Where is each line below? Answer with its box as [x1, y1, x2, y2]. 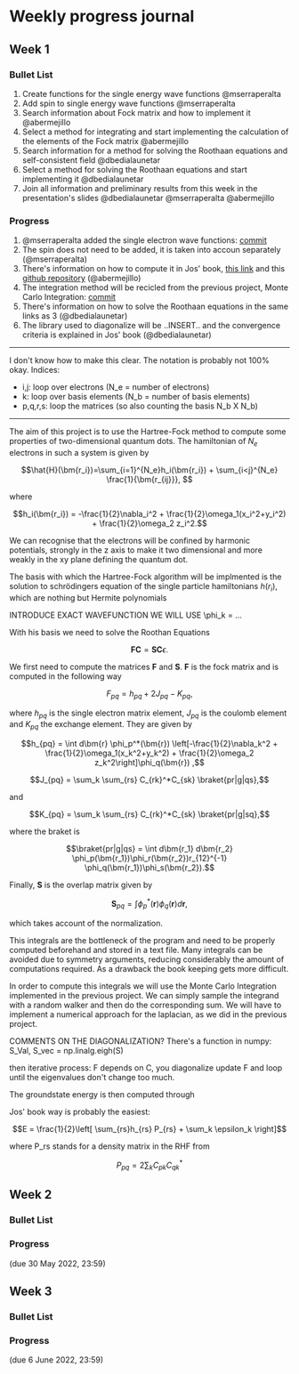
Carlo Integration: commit [21, 292, 116, 303]
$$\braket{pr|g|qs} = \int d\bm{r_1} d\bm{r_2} [66, 844, 233, 854]
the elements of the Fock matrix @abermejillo [21, 135, 190, 146]
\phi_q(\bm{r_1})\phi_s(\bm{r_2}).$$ [84, 862, 215, 873]
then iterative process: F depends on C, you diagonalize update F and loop [9, 1062, 283, 1073]
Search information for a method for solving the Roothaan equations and [21, 145, 288, 156]
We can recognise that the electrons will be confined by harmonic [9, 535, 251, 546]
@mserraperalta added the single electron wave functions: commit [21, 235, 267, 246]
